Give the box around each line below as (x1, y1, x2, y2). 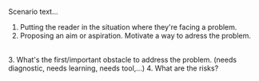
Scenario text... (8, 7, 58, 16)
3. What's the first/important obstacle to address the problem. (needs (8, 55, 237, 64)
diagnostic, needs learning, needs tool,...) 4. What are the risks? (8, 63, 219, 73)
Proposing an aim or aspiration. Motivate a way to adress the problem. (19, 31, 252, 40)
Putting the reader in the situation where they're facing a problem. (19, 22, 237, 31)
